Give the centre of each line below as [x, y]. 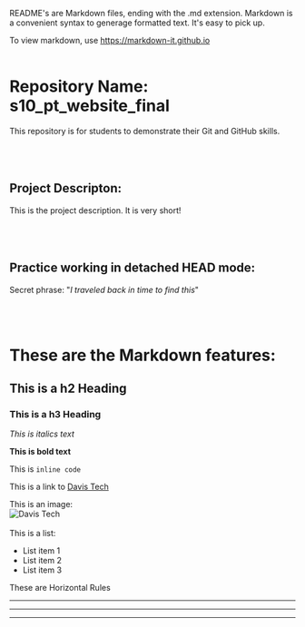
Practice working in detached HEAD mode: [133, 268]
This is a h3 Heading [55, 415]
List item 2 [42, 561]
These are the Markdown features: [143, 355]
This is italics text [42, 434]
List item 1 [41, 551]
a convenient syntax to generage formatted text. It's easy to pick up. [137, 23]
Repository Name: [79, 87]
